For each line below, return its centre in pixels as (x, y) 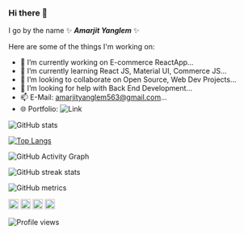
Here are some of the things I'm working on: (82, 47)
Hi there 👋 (28, 13)
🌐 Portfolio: (39, 109)
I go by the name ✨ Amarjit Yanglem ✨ (74, 31)
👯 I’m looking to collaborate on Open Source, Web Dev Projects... (128, 79)
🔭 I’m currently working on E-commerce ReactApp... (107, 62)
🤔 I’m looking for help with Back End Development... (106, 88)
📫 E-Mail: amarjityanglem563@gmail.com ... (93, 97)
